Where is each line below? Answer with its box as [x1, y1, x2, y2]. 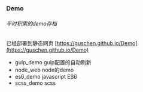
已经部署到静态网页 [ [6, 40, 57, 47]
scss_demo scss [14, 79, 56, 87]
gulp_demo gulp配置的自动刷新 [14, 59, 92, 66]
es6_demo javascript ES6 [14, 73, 78, 81]
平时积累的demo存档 [6, 20, 57, 27]
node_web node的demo [14, 66, 74, 73]
